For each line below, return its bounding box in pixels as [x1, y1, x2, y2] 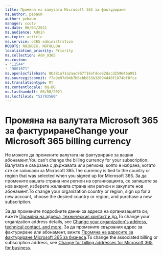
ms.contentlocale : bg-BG [5, 84, 56, 90]
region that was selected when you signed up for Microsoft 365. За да [5, 173, 147, 179]
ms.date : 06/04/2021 [5, 25, 47, 30]
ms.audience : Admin [5, 30, 45, 35]
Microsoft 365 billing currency [5, 136, 131, 147]
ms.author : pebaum [5, 12, 43, 17]
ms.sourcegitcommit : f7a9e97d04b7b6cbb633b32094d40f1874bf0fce [5, 76, 137, 80]
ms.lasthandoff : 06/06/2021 [5, 89, 63, 94]
